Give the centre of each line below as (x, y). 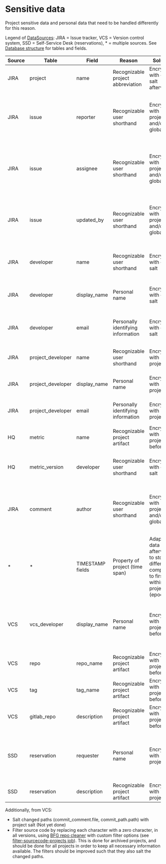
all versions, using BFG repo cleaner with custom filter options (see (81, 835)
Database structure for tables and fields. (46, 48)
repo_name (89, 663)
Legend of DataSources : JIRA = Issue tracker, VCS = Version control (75, 38)
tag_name (88, 690)
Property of (126, 560)
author (84, 509)
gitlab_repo (42, 716)
